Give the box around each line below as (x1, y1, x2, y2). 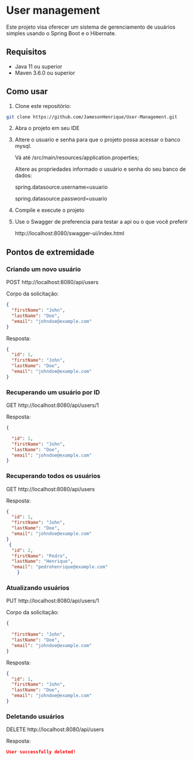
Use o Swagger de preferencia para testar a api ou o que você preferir (14, 218, 188, 226)
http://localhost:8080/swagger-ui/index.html (14, 230, 124, 237)
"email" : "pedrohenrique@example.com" (11, 564, 109, 570)
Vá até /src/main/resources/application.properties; (14, 154, 139, 161)
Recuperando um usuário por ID (6, 388, 100, 396)
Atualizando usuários (6, 584, 70, 592)
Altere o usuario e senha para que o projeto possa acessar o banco (14, 136, 181, 143)
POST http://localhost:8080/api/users (6, 279, 98, 286)
